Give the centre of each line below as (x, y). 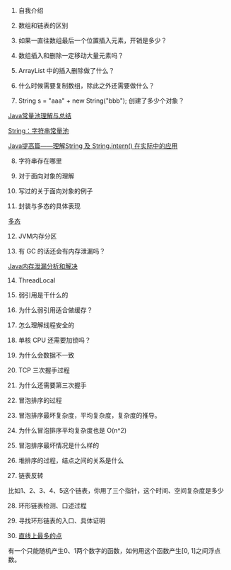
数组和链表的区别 (43, 25)
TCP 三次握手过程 (44, 370)
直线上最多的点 (40, 536)
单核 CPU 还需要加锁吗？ (54, 340)
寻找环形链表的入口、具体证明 (61, 520)
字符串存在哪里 (40, 161)
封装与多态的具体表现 (49, 206)
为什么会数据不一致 (46, 355)
